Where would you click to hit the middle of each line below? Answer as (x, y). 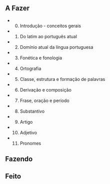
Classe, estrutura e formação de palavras (62, 79)
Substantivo (32, 111)
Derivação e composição (45, 89)
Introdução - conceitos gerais (50, 26)
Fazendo (19, 159)
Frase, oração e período (44, 101)
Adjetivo (28, 132)
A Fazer (17, 8)
